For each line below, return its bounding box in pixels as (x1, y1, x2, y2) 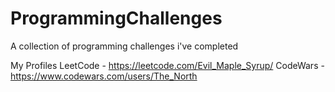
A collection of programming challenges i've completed (10, 40, 239, 52)
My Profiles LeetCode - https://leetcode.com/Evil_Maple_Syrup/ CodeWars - (10, 59, 325, 71)
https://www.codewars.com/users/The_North (10, 70, 198, 82)
